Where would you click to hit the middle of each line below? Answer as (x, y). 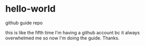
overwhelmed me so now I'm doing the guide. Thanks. (63, 38)
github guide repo (24, 23)
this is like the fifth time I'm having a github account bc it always (72, 32)
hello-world (31, 9)
